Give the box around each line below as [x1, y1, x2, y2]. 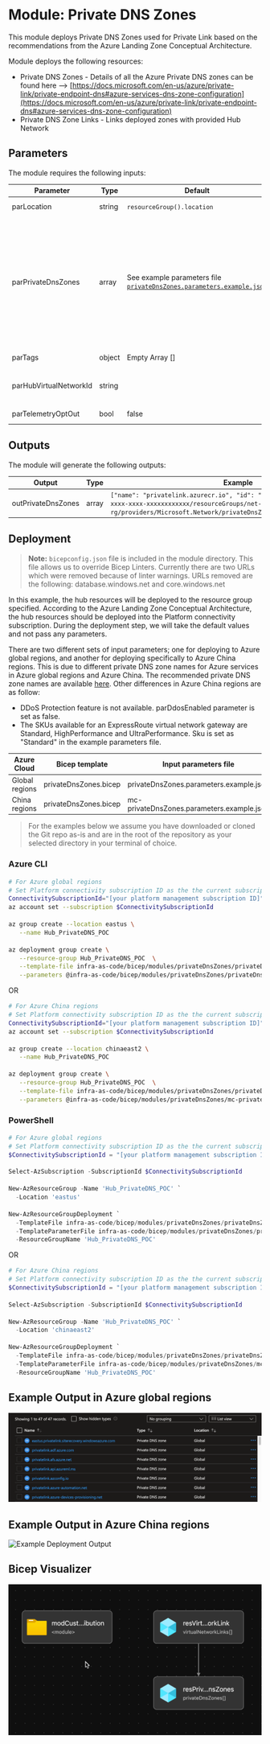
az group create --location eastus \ [8, 920, 135, 928]
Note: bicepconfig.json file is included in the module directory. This [27, 553, 254, 563]
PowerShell [8, 1114, 54, 1125]
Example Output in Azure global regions [8, 1391, 211, 1405]
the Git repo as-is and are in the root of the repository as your [27, 830, 232, 840]
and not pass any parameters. [8, 629, 108, 639]
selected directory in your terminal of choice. [27, 838, 178, 848]
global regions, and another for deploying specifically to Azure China [8, 653, 236, 663]
